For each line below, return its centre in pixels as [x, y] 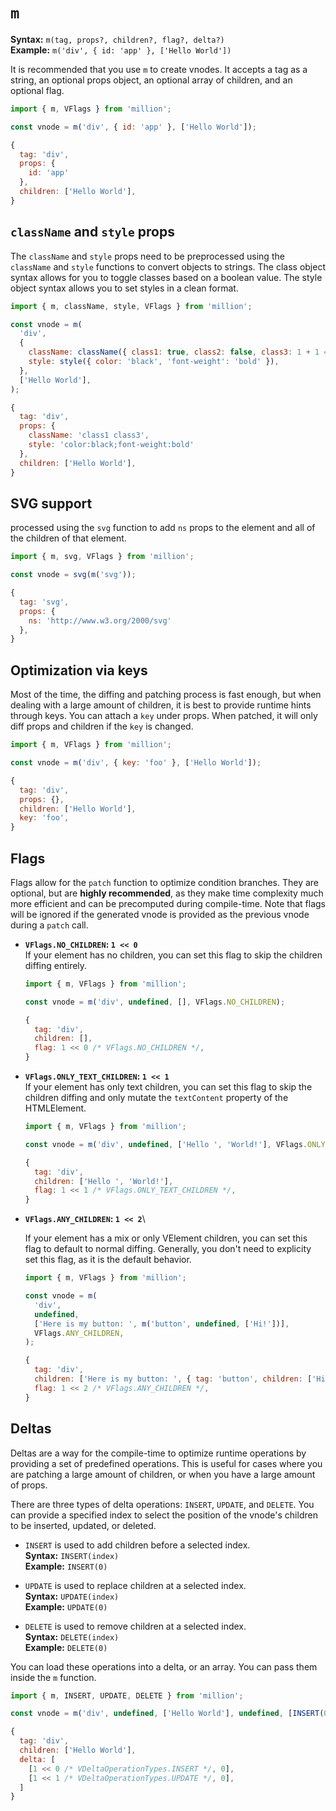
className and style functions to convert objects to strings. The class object [168, 266]
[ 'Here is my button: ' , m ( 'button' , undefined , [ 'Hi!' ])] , [162, 1324]
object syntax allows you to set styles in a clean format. [124, 288]
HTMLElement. [55, 1108]
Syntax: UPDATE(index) [72, 1596]
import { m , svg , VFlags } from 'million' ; [102, 557]
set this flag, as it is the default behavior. [108, 1260]
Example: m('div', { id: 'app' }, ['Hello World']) [121, 50]
